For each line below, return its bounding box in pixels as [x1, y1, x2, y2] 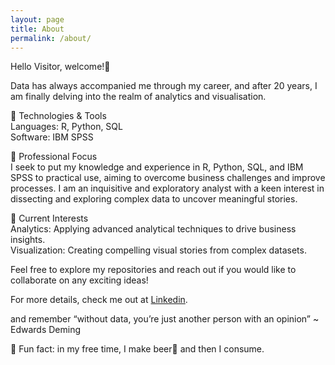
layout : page [10, 14, 65, 25]
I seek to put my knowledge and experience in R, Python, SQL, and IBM [10, 161, 304, 173]
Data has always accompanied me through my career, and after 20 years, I [10, 80, 318, 92]
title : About [10, 24, 65, 34]
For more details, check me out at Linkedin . [10, 294, 188, 306]
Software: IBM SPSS [10, 131, 94, 143]
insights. [10, 234, 46, 246]
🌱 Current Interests [10, 212, 89, 225]
